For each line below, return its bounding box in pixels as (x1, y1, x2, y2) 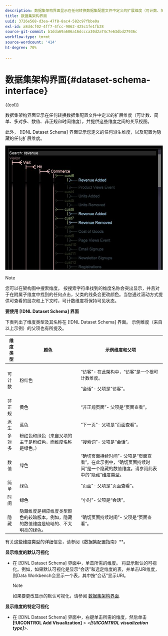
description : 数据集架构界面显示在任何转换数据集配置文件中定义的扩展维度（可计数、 (5, 8, 161, 13)
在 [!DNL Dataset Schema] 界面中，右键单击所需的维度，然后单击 (12, 614, 147, 620)
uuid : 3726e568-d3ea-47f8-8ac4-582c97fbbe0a (5, 19, 99, 24)
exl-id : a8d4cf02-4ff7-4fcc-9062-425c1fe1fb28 (5, 24, 104, 29)
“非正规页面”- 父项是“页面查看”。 (80, 404, 149, 410)
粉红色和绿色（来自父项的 (19, 432, 72, 438)
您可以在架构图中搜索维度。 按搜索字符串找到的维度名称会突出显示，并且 (5, 285, 155, 291)
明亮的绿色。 (19, 526, 46, 533)
